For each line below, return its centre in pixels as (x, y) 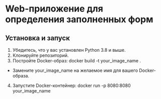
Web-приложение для (54, 9)
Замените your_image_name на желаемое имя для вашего (75, 70)
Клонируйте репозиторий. (41, 55)
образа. (21, 76)
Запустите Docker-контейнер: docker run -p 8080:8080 (71, 85)
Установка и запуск (38, 38)
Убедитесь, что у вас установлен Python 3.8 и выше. (69, 50)
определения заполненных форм (79, 19)
